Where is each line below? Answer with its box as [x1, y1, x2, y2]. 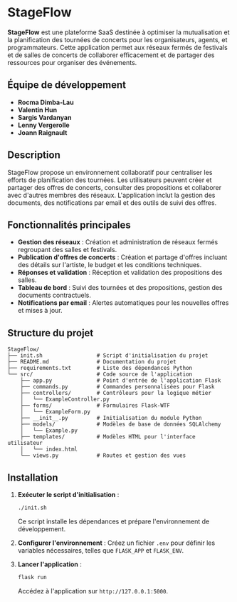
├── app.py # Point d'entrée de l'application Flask [20, 377, 221, 384]
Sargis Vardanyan [17, 113, 72, 121]
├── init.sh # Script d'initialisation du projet [7, 352, 209, 359]
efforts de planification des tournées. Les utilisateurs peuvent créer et [7, 176, 212, 184]
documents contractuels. [17, 291, 91, 300]
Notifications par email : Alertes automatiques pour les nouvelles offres [17, 299, 229, 307]
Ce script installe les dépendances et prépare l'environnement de [17, 517, 210, 526]
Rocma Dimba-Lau [17, 98, 74, 106]
